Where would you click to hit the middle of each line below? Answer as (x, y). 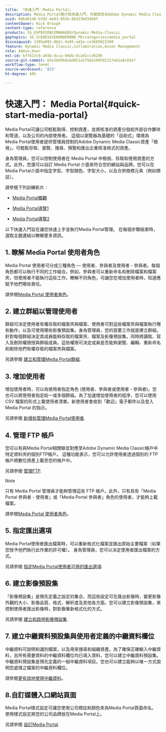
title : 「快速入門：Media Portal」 (39, 10)
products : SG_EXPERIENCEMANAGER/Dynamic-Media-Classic (63, 33)
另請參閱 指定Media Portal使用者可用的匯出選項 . (54, 566)
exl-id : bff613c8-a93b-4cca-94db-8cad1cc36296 (54, 56)
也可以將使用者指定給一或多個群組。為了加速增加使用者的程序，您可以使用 (81, 395)
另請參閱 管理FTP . (23, 471)
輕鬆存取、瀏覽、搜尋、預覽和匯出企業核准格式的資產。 (76, 148)
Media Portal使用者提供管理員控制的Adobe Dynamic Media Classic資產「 (80, 142)
